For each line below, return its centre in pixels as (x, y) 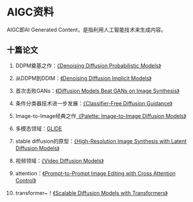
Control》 (26, 180)
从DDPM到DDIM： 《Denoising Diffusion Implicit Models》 (83, 78)
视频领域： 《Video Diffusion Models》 (59, 161)
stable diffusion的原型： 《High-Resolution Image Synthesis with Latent (101, 141)
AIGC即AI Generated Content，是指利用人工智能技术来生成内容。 (87, 30)
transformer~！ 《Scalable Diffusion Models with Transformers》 (91, 193)
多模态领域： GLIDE (39, 129)
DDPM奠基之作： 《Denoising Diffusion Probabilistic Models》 (88, 65)
